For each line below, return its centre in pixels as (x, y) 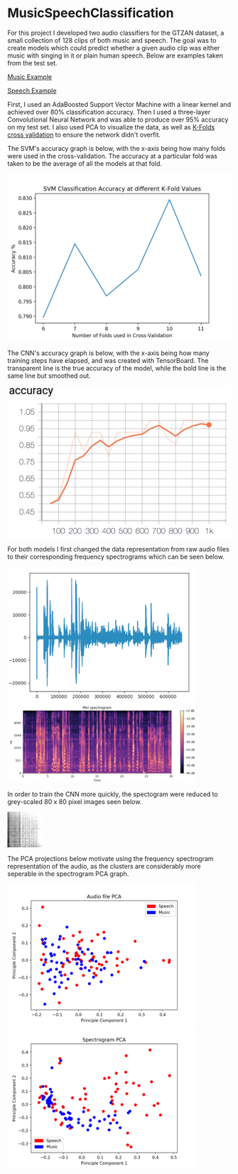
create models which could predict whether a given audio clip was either (114, 48)
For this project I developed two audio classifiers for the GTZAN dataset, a (116, 33)
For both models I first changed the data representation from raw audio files (118, 549)
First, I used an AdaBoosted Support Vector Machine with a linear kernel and (119, 104)
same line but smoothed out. (49, 376)
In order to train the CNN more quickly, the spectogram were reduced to (113, 794)
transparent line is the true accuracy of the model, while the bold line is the (117, 368)
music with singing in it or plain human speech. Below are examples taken (115, 55)
